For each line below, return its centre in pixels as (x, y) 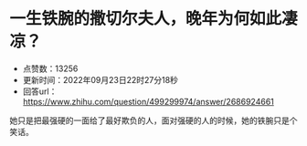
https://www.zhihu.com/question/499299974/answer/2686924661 (148, 101)
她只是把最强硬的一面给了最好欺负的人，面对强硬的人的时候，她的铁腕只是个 (153, 120)
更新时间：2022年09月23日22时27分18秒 (100, 79)
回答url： (40, 91)
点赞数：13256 (50, 68)
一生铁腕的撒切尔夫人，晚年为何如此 (146, 19)
